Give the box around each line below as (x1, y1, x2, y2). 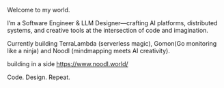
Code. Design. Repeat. (7, 73, 70, 81)
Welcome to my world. (7, 6, 70, 14)
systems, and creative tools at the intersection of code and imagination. (7, 27, 208, 34)
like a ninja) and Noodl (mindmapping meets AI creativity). (7, 47, 171, 55)
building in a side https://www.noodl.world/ (7, 60, 128, 68)
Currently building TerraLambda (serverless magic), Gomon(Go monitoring (7, 40, 217, 47)
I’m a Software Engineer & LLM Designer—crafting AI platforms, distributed (7, 19, 218, 27)
